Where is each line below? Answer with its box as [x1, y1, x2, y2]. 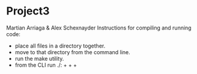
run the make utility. [14, 55, 64, 62]
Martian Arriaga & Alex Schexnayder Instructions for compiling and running [6, 24, 192, 31]
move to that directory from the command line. [14, 48, 130, 55]
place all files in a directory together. [14, 42, 106, 49]
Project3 [6, 4, 50, 18]
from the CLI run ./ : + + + [14, 61, 77, 69]
